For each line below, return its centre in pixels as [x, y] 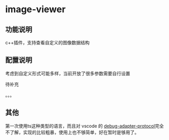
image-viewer [36, 9]
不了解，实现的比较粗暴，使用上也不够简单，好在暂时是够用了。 [72, 132]
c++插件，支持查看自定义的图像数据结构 [48, 43]
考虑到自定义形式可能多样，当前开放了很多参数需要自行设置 [68, 73]
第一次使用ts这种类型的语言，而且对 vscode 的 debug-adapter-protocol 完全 [84, 126]
